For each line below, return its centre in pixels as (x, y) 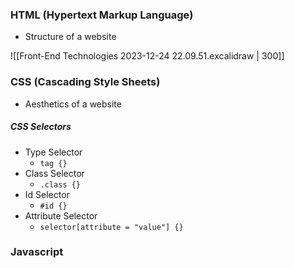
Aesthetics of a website (73, 104)
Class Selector (54, 173)
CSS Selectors (41, 127)
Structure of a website (70, 37)
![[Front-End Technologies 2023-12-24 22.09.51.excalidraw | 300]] (147, 56)
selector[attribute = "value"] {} (111, 227)
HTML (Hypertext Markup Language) (102, 15)
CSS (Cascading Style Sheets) (85, 82)
